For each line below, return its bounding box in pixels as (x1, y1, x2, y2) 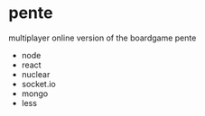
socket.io (21, 78, 56, 89)
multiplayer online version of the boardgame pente (8, 32, 197, 43)
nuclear (21, 68, 51, 79)
